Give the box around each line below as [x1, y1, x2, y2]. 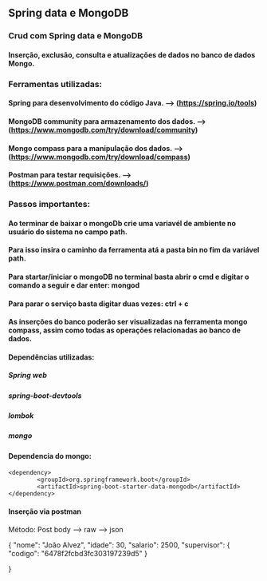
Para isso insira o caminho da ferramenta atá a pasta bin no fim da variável [8, 245, 260, 255]
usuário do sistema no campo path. [8, 227, 128, 237]
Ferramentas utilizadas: [8, 78, 102, 90]
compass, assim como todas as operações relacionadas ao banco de [8, 325, 241, 335]
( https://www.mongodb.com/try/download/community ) [8, 125, 198, 135]
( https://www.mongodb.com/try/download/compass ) [8, 152, 191, 161]
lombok [8, 411, 34, 420]
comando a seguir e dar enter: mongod [8, 280, 140, 290]
